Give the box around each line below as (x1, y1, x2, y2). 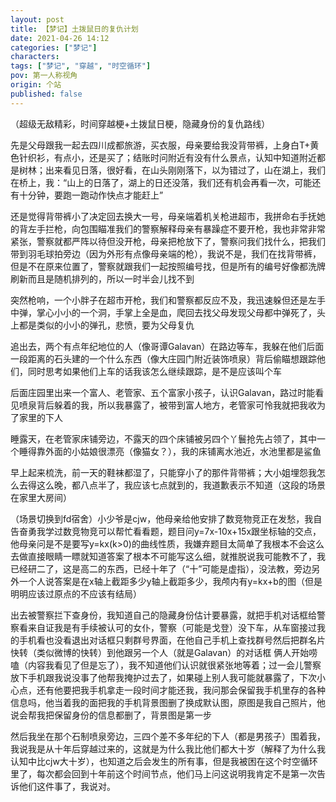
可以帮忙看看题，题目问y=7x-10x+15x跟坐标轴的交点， (97, 525, 322, 537)
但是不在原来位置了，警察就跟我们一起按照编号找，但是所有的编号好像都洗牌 (10, 260, 326, 272)
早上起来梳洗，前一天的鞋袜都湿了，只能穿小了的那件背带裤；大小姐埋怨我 (10, 466, 317, 478)
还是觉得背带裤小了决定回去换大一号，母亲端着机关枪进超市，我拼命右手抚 (10, 210, 317, 222)
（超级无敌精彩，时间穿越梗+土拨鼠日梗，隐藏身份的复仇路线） (10, 117, 271, 130)
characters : (10, 52, 60, 62)
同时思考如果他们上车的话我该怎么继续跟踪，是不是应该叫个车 (27, 365, 282, 377)
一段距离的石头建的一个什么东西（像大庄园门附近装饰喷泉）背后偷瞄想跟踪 (10, 352, 317, 365)
